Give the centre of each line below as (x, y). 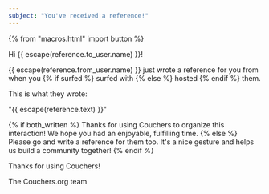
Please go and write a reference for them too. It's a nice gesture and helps (131, 142)
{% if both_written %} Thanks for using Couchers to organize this (116, 124)
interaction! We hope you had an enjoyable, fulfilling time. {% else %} (123, 133)
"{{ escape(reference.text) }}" (57, 109)
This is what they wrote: (48, 94)
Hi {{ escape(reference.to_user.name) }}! (75, 54)
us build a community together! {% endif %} (81, 150)
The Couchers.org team (48, 181)
